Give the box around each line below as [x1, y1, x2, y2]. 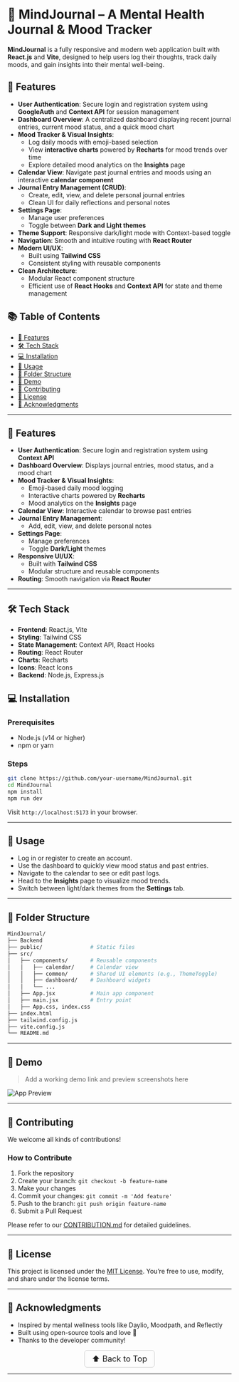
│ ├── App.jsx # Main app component [7, 990, 154, 997]
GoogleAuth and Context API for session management [17, 107, 179, 116]
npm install [7, 788, 43, 795]
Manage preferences [28, 537, 90, 546]
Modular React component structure [28, 274, 135, 282]
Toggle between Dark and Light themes [28, 221, 147, 229]
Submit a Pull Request [17, 1207, 83, 1215]
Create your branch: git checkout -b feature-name [17, 1177, 168, 1185]
